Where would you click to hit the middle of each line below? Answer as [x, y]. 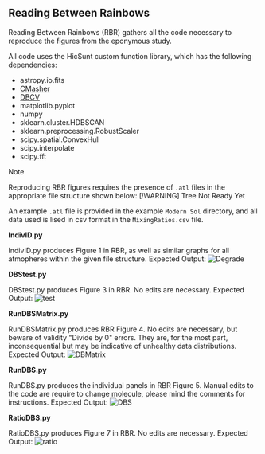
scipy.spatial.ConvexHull [60, 139]
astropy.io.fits [42, 80]
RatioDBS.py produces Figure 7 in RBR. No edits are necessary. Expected [128, 432]
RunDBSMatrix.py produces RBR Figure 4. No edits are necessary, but [123, 329]
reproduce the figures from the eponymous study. [90, 41]
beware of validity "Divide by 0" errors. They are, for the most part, [118, 337]
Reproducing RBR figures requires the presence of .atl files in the [117, 187]
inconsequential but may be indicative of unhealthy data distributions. [123, 346]
